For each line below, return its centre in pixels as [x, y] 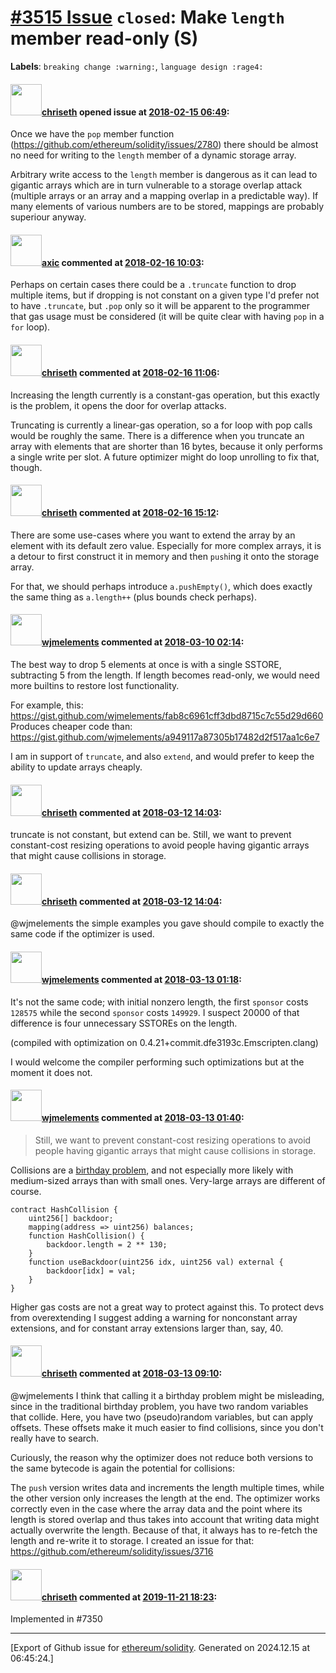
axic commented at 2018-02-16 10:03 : [123, 262]
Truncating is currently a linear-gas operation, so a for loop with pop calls [161, 425]
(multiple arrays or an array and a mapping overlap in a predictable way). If [164, 196]
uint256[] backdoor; [71, 1218]
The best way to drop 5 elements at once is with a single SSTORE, [146, 664]
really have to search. [55, 1438]
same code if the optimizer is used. [82, 934]
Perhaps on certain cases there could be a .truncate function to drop [153, 285]
